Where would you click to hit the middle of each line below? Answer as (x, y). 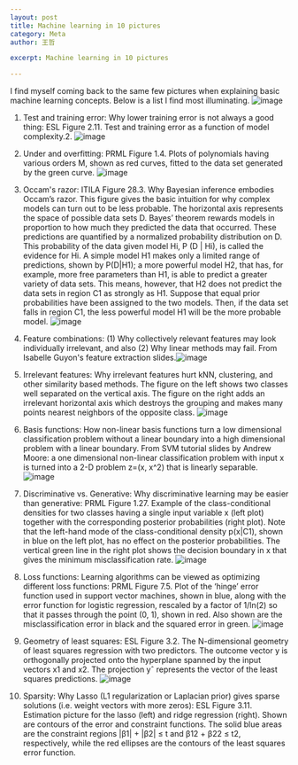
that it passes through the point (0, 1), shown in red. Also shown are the (153, 615)
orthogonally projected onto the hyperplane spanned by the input (142, 660)
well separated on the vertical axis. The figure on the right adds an (144, 394)
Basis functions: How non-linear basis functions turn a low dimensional (152, 430)
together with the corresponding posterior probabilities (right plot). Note (154, 522)
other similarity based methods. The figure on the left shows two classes (155, 384)
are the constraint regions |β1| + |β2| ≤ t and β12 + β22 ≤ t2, (132, 734)
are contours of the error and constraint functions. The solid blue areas (152, 724)
